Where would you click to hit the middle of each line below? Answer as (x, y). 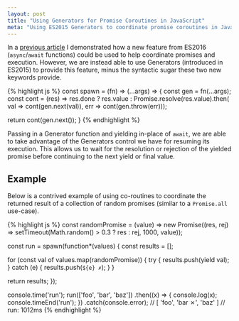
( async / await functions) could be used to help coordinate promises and (111, 55)
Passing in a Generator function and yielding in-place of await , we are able (117, 134)
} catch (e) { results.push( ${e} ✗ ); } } (61, 268)
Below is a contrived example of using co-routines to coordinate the (107, 196)
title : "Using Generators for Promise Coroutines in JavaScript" (106, 21)
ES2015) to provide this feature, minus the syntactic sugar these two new (115, 70)
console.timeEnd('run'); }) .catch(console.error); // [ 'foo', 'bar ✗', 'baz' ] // (116, 303)
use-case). (23, 211)
